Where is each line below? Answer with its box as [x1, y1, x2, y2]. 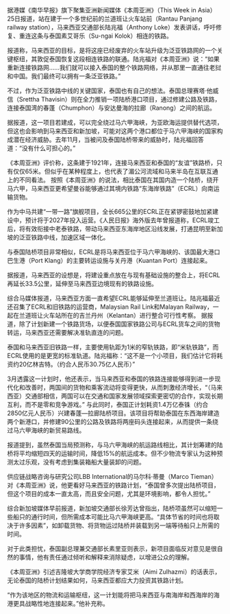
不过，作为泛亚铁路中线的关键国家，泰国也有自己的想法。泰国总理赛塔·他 [7, 86, 214, 95]
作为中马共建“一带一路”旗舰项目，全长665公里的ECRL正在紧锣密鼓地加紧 [7, 208, 213, 215]
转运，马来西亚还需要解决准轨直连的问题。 [7, 329, 127, 336]
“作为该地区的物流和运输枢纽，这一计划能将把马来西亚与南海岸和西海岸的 [7, 591, 214, 599]
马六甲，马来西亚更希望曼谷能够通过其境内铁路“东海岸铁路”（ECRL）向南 [7, 185, 214, 192]
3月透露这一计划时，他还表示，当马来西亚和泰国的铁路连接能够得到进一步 [7, 375, 215, 383]
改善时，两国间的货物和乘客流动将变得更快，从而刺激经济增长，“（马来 [25, 383, 223, 391]
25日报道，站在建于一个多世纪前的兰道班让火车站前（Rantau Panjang [7, 14, 203, 23]
